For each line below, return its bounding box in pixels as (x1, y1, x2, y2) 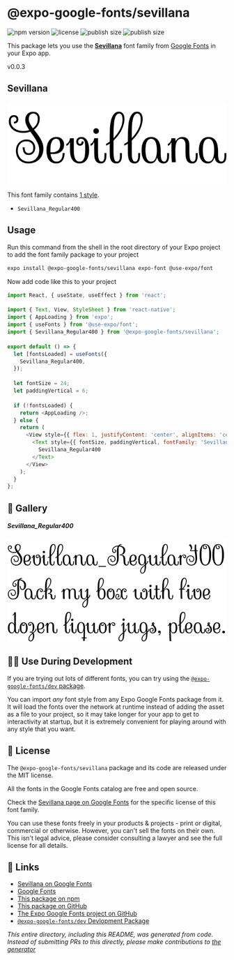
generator (7, 945, 36, 954)
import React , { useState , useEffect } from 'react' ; (7, 292, 167, 299)
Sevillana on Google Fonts (17, 880, 93, 888)
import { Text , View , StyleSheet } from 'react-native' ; (7, 306, 176, 313)
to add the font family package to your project (7, 250, 139, 259)
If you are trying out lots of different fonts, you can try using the (7, 674, 190, 682)
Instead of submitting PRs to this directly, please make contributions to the (7, 938, 221, 946)
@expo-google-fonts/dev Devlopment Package (17, 917, 150, 925)
